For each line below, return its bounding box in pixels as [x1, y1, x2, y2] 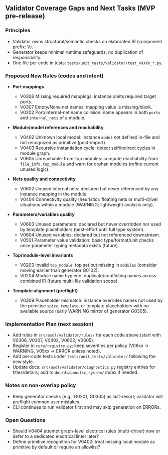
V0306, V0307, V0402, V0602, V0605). [12, 337, 94, 344]
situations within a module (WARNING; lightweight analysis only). [20, 201, 154, 207]
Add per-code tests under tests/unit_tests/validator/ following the [12, 354, 156, 360]
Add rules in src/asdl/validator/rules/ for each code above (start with [12, 332, 161, 338]
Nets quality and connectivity [12, 176, 76, 182]
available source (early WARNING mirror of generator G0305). [20, 308, 148, 314]
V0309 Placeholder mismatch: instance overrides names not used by [20, 297, 163, 303]
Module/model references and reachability [12, 124, 104, 130]
